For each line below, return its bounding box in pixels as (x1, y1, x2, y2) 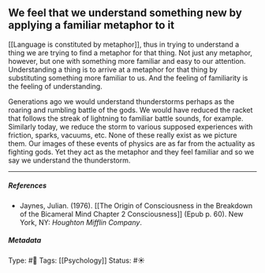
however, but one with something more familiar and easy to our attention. (8, 56, 246, 65)
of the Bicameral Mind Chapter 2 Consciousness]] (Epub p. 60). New (19, 209, 244, 219)
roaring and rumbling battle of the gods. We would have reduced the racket (8, 105, 253, 114)
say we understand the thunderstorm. (8, 155, 131, 165)
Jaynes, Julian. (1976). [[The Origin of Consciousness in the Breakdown (19, 200, 253, 210)
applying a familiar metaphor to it (8, 19, 175, 32)
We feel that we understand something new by (8, 6, 242, 20)
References (8, 181, 47, 190)
